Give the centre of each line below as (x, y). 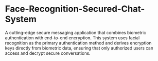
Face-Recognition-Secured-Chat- (75, 9)
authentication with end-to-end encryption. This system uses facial (72, 38)
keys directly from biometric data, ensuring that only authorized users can (79, 48)
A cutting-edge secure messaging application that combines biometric (76, 32)
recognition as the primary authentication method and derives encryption (78, 43)
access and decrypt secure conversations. (48, 53)
